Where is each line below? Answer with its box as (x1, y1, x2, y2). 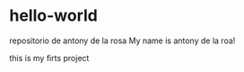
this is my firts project (9, 52, 90, 63)
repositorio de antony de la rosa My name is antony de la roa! (9, 35, 236, 46)
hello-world (9, 5, 99, 26)
